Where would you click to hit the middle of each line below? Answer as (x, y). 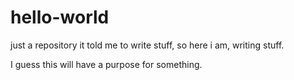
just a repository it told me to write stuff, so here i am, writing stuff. (147, 45)
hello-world (60, 17)
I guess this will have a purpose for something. (106, 64)
